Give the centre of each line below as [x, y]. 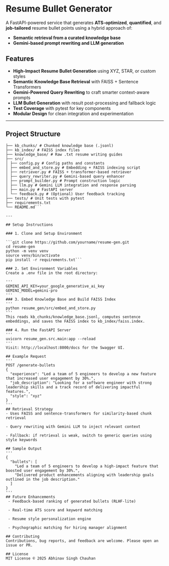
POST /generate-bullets [31, 365]
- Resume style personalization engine [50, 519]
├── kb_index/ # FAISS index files [43, 150]
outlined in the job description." [43, 479]
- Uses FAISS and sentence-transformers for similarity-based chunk [79, 413]
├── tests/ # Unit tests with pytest [45, 198]
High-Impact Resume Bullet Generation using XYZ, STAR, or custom [84, 71]
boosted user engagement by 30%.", [43, 470]
